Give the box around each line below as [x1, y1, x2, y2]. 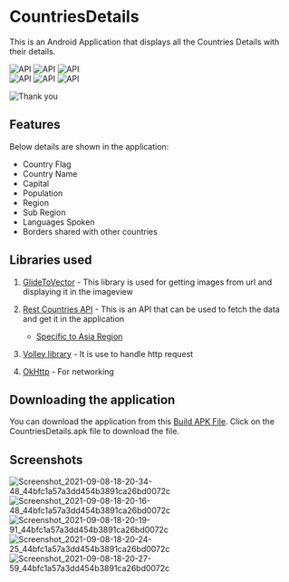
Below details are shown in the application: [9, 141, 169, 151]
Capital [22, 178, 50, 189]
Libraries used [9, 252, 92, 268]
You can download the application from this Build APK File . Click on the [9, 416, 275, 427]
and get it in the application [22, 313, 125, 324]
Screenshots [9, 451, 83, 468]
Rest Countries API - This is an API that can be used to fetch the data [22, 304, 281, 315]
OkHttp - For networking [22, 365, 115, 377]
